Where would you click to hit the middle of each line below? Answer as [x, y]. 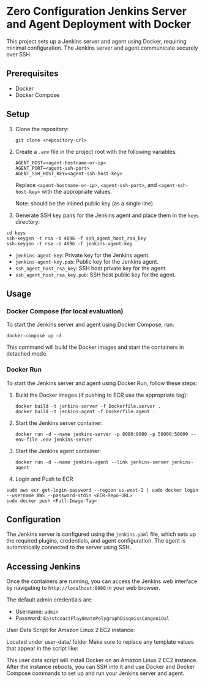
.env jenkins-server [66, 440]
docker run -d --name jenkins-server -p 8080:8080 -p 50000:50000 [102, 434]
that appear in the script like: [42, 649]
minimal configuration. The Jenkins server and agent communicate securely [102, 48]
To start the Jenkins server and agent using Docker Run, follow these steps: [102, 383]
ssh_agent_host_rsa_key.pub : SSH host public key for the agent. [95, 275]
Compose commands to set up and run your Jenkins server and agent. [95, 673]
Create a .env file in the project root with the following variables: [96, 151]
